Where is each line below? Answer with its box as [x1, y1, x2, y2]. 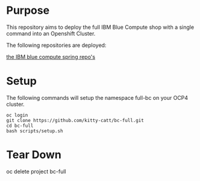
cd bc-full [6, 123, 34, 129]
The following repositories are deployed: [6, 41, 107, 49]
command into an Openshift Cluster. [6, 29, 96, 37]
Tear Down [6, 148, 61, 162]
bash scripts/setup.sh [6, 127, 63, 134]
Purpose [6, 4, 50, 17]
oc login [6, 112, 28, 118]
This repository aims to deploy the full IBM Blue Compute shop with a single [6, 23, 195, 31]
